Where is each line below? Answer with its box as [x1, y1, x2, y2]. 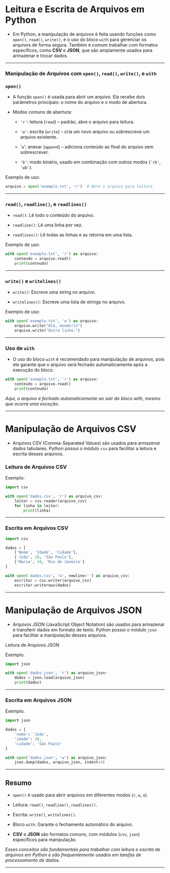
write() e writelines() [5, 277, 62, 285]
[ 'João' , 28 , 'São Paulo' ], [14, 554, 73, 560]
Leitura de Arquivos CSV [5, 463, 67, 470]
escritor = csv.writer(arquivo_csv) [14, 578, 92, 583]
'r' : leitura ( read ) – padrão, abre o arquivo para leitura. [20, 119, 135, 125]
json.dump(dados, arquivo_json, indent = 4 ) [14, 760, 105, 765]
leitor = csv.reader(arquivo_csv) [14, 498, 87, 503]
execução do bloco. [12, 367, 54, 373]
